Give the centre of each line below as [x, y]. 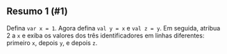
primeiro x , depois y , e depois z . [52, 43]
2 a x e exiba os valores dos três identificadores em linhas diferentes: [106, 35]
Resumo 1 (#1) [37, 11]
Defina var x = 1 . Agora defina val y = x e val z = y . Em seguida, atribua [113, 28]
